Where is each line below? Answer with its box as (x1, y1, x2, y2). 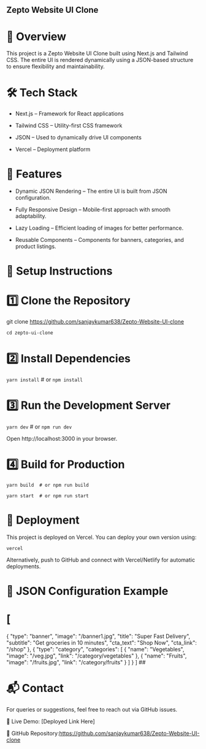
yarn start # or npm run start (6, 493, 89, 499)
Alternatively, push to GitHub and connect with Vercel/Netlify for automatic (6, 556, 195, 564)
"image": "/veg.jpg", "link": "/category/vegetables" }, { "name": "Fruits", (6, 652, 187, 659)
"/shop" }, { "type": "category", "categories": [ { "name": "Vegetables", (6, 646, 185, 653)
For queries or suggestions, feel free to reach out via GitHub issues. (6, 706, 178, 713)
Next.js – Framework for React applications (15, 110, 124, 117)
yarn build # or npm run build (6, 482, 89, 489)
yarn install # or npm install (6, 376, 83, 383)
